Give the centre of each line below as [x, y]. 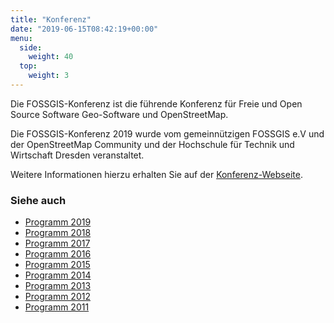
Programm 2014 [58, 275]
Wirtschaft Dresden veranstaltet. [77, 155]
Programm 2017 [57, 243]
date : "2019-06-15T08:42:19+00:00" [84, 29]
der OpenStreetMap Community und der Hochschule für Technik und [152, 144]
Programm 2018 [58, 233]
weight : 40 [51, 57]
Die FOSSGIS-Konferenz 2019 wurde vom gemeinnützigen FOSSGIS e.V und [167, 133]
